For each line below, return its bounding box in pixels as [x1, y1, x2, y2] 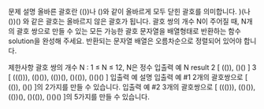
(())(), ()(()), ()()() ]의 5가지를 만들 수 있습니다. [8, 93, 150, 101]
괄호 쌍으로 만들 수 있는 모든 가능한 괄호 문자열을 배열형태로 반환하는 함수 [16, 27, 242, 35]
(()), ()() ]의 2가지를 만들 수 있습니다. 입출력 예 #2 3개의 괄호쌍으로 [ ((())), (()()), [8, 82, 256, 92]
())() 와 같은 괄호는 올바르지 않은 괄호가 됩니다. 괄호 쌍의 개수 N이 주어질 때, [8, 16, 240, 26]
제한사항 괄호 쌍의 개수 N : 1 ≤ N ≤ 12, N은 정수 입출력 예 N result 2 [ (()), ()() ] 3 [8, 63, 257, 72]
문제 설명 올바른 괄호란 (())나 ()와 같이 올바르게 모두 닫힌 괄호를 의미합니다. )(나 [8, 7, 251, 16]
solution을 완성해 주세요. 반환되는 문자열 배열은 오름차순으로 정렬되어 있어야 [8, 36, 243, 45]
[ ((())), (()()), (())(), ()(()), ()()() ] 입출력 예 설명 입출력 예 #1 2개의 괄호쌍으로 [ [8, 73, 248, 82]
